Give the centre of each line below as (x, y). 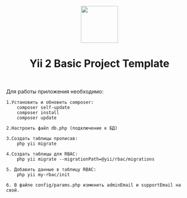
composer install (38, 112)
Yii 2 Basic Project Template (99, 64)
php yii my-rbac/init (43, 174)
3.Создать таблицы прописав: (42, 138)
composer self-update (43, 107)
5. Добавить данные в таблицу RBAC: (51, 169)
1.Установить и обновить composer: (50, 102)
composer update (37, 118)
